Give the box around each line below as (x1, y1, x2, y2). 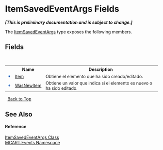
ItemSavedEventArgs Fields (5, 3, 120, 15)
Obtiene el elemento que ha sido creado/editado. (45, 73, 143, 79)
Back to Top (7, 96, 32, 102)
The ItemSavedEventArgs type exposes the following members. (5, 29, 132, 34)
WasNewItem (15, 83, 42, 88)
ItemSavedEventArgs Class (5, 134, 59, 140)
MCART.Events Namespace (5, 139, 61, 145)
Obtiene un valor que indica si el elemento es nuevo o (45, 80, 153, 86)
